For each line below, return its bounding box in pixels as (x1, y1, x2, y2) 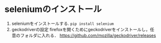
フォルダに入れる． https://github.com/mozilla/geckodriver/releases (20, 32, 156, 38)
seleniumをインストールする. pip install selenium (11, 21, 114, 26)
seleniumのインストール (4, 4, 102, 15)
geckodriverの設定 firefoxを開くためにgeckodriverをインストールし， (11, 26, 150, 32)
